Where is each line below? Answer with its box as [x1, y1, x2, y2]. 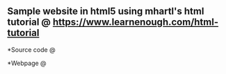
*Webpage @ [7, 59, 47, 67]
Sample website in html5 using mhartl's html [7, 6, 204, 17]
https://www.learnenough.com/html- [52, 17, 219, 28]
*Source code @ [7, 45, 56, 54]
